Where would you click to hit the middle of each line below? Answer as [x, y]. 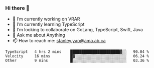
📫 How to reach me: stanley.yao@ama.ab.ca [59, 41]
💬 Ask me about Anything [39, 35]
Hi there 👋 [18, 8]
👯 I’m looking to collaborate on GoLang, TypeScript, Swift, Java [78, 30]
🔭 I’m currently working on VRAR [46, 19]
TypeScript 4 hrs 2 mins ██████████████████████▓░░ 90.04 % [77, 52]
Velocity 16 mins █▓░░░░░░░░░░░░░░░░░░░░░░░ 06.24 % [77, 56]
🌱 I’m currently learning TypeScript [48, 24]
